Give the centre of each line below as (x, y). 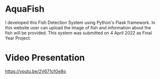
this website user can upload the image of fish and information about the (78, 27)
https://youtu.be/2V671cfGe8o (36, 71)
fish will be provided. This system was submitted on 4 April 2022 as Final (79, 33)
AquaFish (25, 9)
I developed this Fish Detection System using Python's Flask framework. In (80, 22)
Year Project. (18, 38)
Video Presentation (45, 58)
